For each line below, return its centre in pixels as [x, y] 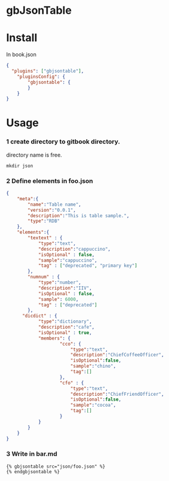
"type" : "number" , [60, 282]
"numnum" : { [44, 277]
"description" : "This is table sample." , [79, 216]
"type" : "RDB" [44, 221]
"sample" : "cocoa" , [93, 405]
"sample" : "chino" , [93, 366]
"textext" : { [45, 238]
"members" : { [54, 338]
